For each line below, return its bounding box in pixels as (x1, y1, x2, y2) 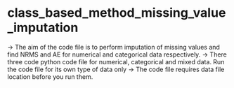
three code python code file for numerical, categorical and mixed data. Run (7, 57, 225, 66)
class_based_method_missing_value (7, 5, 226, 21)
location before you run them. (7, 72, 93, 81)
